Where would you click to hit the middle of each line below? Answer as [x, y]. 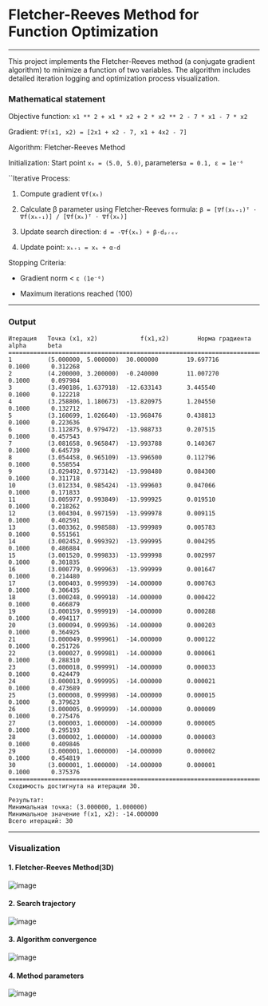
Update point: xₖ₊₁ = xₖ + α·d [70, 247]
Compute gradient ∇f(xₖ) [61, 194]
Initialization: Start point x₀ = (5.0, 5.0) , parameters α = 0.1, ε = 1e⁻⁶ [126, 163]
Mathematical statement [57, 99]
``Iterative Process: [39, 178]
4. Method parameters [46, 976]
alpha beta [35, 345]
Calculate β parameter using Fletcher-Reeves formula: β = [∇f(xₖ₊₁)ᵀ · [138, 209]
